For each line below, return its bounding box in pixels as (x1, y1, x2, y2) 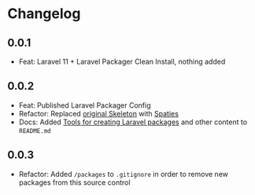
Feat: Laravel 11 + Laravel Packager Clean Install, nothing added (18, 57, 226, 66)
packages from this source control (18, 178, 131, 187)
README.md (18, 127, 52, 134)
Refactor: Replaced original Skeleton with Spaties (18, 109, 179, 118)
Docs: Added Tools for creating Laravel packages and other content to (18, 117, 248, 127)
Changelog (7, 5, 81, 23)
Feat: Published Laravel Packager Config (18, 100, 151, 110)
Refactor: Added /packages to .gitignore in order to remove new (18, 169, 229, 178)
